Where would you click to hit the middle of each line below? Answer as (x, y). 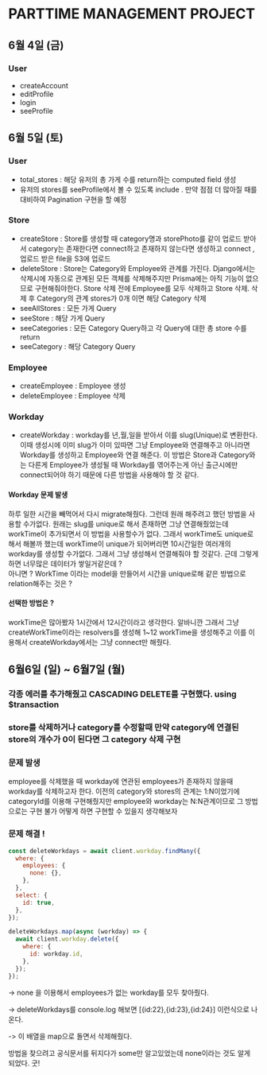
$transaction (34, 704)
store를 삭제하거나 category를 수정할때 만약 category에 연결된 (124, 728)
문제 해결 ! (27, 834)
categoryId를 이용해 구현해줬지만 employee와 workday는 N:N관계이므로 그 (126, 801)
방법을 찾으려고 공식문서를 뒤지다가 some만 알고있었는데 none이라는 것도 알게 (130, 1053)
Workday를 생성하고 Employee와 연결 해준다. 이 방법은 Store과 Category (134, 455)
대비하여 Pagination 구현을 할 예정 (73, 199)
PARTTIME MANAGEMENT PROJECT (132, 14)
